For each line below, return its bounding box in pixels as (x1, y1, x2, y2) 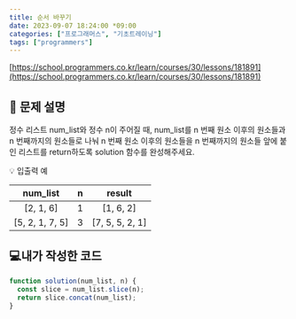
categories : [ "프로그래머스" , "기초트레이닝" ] (9, 29, 162, 38)
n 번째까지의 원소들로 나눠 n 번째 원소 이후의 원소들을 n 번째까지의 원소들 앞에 (9, 136, 278, 146)
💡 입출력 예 (9, 166, 49, 176)
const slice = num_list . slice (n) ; (17, 284, 144, 293)
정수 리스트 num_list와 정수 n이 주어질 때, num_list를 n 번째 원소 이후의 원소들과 (9, 125, 286, 136)
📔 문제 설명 (9, 99, 66, 114)
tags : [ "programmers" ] (9, 37, 93, 47)
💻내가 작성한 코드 (9, 249, 102, 264)
